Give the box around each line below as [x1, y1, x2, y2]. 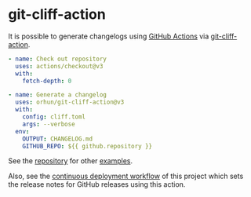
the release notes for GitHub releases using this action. [8, 180, 186, 189]
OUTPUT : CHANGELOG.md [22, 135, 93, 143]
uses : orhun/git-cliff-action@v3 [15, 98, 125, 107]
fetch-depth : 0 [22, 77, 72, 85]
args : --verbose [22, 120, 76, 128]
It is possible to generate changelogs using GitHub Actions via [8, 31, 209, 41]
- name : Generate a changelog [8, 91, 107, 99]
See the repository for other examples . [8, 156, 133, 166]
